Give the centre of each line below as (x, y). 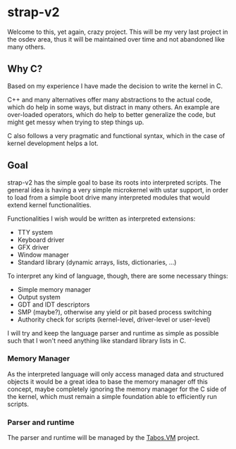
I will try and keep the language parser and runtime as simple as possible (113, 333)
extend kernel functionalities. (49, 204)
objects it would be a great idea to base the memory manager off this (107, 381)
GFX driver (33, 247)
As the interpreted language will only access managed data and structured (116, 374)
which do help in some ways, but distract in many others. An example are (113, 107)
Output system (39, 297)
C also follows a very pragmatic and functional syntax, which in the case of (116, 135)
